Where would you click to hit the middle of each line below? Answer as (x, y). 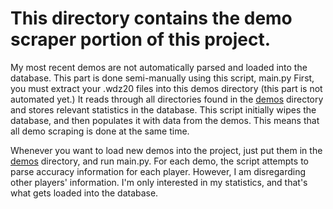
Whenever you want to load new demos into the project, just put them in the (166, 150)
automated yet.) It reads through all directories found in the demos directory (167, 99)
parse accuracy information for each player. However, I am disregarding (158, 171)
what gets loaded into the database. (84, 193)
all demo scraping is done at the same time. (100, 131)
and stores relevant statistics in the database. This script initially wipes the (163, 109)
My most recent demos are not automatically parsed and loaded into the (159, 67)
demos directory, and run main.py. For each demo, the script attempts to (159, 161)
